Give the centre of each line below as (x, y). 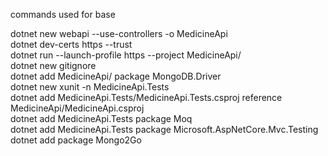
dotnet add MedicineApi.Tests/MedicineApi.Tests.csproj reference (146, 97)
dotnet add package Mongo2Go (76, 140)
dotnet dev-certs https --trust (71, 44)
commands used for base (63, 14)
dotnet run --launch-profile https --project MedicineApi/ (126, 55)
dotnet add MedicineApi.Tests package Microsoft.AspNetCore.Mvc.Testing (164, 129)
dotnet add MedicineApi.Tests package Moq (101, 118)
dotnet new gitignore (53, 65)
